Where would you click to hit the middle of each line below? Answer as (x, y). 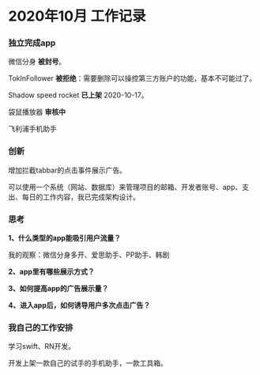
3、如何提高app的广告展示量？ (58, 289)
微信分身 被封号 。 (37, 62)
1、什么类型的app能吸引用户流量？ (64, 238)
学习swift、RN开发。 (42, 347)
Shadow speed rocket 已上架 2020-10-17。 (78, 95)
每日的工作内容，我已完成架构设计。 (81, 197)
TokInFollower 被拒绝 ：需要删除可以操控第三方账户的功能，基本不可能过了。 (132, 78)
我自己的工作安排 (41, 328)
